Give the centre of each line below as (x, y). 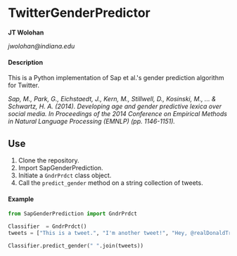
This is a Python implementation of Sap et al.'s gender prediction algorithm (116, 78)
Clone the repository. (49, 160)
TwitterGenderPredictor (79, 13)
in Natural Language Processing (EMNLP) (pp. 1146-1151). (91, 122)
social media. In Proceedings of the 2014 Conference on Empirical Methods (118, 114)
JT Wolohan (26, 32)
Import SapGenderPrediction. (61, 167)
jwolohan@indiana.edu (41, 46)
